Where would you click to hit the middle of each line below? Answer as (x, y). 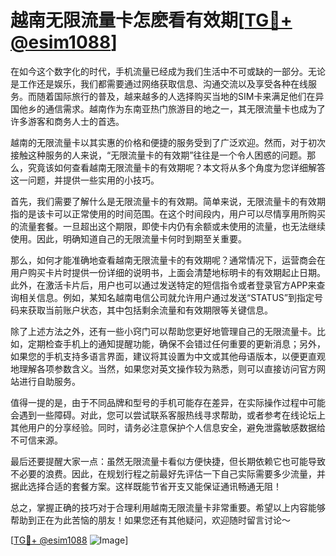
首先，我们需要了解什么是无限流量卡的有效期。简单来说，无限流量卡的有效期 (168, 201)
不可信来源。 (36, 440)
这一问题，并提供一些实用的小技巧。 (85, 180)
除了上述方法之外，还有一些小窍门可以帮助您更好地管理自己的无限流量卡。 (163, 331)
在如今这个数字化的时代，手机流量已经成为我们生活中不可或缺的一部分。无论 (168, 71)
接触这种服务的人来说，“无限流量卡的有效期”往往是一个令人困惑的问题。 (159, 155)
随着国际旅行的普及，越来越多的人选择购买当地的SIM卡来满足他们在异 (180, 96)
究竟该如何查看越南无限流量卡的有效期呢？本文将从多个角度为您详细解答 (176, 167)
